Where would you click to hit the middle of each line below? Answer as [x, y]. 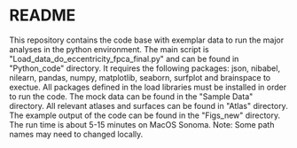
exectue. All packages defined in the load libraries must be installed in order [148, 87]
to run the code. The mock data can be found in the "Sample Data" [131, 96]
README [43, 16]
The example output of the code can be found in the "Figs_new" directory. [145, 115]
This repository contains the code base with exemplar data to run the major [147, 40]
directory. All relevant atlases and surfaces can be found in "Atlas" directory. [148, 105]
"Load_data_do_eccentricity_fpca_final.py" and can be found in [124, 58]
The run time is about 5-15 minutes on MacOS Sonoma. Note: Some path [142, 124]
